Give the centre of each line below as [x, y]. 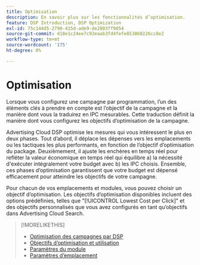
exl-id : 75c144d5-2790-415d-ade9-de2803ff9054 [65, 28]
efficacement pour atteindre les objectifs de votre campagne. [81, 176]
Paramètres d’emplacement [64, 255]
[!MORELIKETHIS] [43, 225]
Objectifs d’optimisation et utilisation [74, 242]
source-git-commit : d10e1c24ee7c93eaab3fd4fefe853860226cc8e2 [85, 34]
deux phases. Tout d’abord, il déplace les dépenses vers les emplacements [99, 138]
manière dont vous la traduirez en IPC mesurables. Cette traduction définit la [100, 114]
